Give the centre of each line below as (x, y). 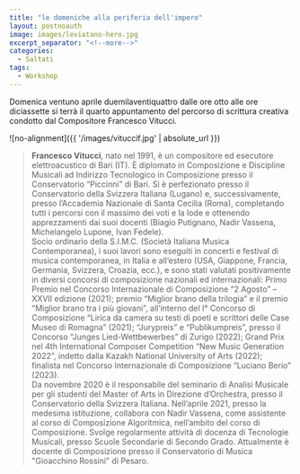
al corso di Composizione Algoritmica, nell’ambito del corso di (146, 422)
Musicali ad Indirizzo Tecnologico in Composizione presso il (142, 174)
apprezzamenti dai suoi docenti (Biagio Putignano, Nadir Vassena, (154, 222)
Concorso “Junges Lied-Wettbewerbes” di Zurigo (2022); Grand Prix (158, 337)
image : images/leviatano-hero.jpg (74, 34)
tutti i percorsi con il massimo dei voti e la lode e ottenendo (140, 213)
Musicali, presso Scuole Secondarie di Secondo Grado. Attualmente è (160, 442)
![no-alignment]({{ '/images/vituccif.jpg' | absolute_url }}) (115, 138)
